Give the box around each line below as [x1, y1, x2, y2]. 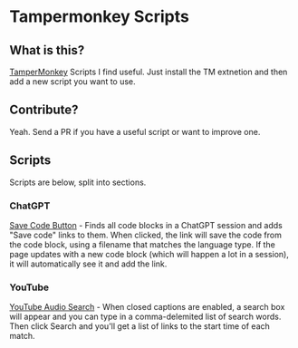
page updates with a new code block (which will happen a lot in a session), [9, 248, 290, 259]
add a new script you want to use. [9, 76, 136, 87]
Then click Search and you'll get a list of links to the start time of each [9, 321, 270, 332]
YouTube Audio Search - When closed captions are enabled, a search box [9, 302, 285, 313]
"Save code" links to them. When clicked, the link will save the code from [9, 229, 283, 240]
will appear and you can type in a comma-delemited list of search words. [9, 311, 282, 323]
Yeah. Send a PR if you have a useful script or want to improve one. [9, 126, 261, 137]
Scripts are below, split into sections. [9, 177, 147, 188]
